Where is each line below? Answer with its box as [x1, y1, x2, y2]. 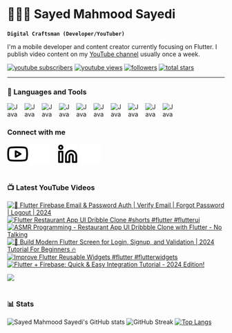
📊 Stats [7, 299, 35, 309]
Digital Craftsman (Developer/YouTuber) [7, 30, 126, 37]
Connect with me [7, 127, 66, 137]
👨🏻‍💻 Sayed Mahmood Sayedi [7, 6, 176, 22]
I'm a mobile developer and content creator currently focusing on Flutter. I [7, 42, 217, 51]
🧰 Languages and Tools [7, 87, 87, 96]
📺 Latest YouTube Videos [7, 183, 95, 192]
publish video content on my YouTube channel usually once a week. [7, 50, 200, 58]
